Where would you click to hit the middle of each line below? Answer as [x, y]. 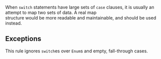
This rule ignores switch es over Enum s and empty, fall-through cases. [76, 51]
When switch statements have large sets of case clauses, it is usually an [80, 7]
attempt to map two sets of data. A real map [51, 12]
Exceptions [23, 39]
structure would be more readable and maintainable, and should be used [81, 18]
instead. [14, 23]
